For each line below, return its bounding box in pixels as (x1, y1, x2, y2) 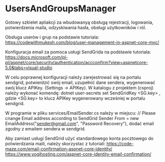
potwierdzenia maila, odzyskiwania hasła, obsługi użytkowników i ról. (5, 24, 147, 30)
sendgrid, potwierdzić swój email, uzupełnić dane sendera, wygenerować (5, 80, 156, 85)
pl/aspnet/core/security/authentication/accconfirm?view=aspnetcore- (5, 59, 148, 65)
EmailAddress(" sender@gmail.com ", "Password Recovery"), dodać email (5, 121, 155, 126)
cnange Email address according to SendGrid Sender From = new (5, 115, 139, 121)
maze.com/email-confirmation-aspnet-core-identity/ (5, 146, 112, 152)
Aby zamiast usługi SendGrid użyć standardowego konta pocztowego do (5, 135, 154, 141)
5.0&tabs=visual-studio (5, 65, 53, 71)
